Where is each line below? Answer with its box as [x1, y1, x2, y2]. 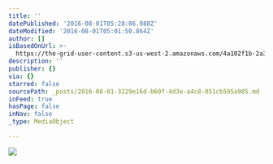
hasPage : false [8, 102, 60, 110]
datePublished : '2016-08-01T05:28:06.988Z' [8, 19, 158, 28]
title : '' [8, 11, 42, 20]
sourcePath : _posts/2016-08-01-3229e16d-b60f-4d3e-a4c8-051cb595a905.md [8, 87, 260, 96]
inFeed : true [8, 95, 53, 103]
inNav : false [8, 110, 53, 119]
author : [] [8, 34, 45, 43]
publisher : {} [8, 65, 57, 73]
